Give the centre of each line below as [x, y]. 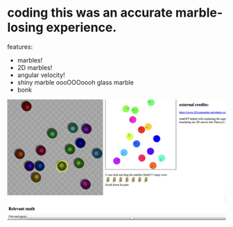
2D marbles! [35, 67]
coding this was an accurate [90, 13]
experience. [81, 27]
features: [20, 47]
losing [25, 27]
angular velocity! [41, 75]
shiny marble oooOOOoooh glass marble [75, 82]
